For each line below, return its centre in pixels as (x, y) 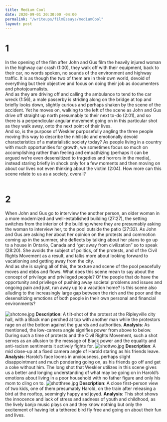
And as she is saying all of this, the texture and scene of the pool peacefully (83, 266)
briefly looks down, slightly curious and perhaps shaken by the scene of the (83, 105)
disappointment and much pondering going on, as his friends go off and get (83, 362)
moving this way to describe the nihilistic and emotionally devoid (72, 137)
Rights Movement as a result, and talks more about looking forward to (77, 256)
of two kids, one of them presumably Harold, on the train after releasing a (81, 388)
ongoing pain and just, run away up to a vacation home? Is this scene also (81, 287)
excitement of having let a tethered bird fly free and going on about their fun (83, 410)
